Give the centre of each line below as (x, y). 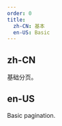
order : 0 (19, 13)
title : (16, 20)
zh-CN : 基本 (29, 26)
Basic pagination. (31, 115)
